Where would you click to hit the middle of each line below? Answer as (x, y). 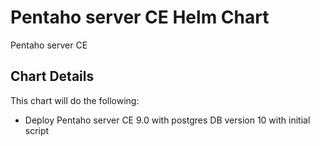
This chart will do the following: (75, 100)
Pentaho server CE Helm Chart (140, 17)
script (37, 130)
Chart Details (52, 76)
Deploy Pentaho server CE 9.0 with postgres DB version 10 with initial (167, 120)
